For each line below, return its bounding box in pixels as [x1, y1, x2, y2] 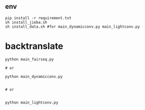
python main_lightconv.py [5, 100, 58, 105]
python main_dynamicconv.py [5, 74, 63, 79]
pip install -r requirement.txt [5, 15, 72, 20]
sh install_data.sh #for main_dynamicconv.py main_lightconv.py [5, 24, 140, 29]
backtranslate [5, 40, 64, 52]
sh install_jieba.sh [5, 20, 48, 25]
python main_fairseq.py [5, 57, 54, 62]
